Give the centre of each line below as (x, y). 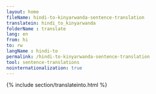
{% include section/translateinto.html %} (57, 85)
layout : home (23, 12)
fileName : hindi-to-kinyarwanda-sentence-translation (76, 17)
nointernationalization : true (44, 68)
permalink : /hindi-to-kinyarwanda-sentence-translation (78, 57)
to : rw (15, 46)
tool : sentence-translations (43, 62)
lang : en (17, 34)
